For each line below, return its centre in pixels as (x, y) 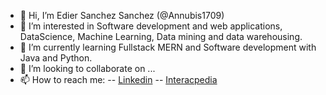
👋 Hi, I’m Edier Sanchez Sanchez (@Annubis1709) (122, 15)
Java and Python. (56, 58)
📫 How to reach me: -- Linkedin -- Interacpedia (118, 79)
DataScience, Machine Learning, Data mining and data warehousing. (161, 36)
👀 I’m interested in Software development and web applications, (151, 26)
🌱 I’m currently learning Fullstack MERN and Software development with (168, 47)
